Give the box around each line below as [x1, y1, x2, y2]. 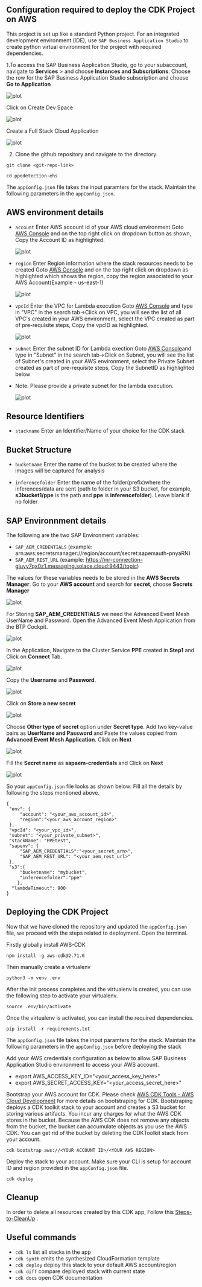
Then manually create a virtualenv [6, 963, 91, 970]
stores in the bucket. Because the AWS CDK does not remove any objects [6, 1116, 189, 1123]
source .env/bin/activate [6, 1003, 71, 1009]
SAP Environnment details [6, 515, 107, 526]
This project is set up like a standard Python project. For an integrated [6, 30, 180, 37]
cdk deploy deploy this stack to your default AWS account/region [14, 1261, 177, 1268]
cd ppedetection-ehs [6, 173, 58, 179]
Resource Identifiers [6, 412, 84, 422]
